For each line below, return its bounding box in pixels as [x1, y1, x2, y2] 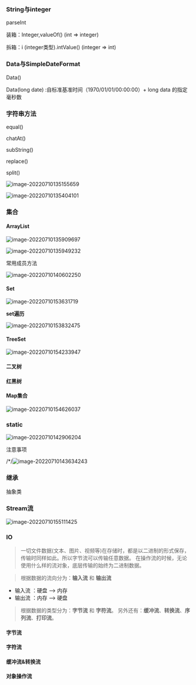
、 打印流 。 [31, 614, 57, 621]
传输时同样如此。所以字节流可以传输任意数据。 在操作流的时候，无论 [20, 554, 187, 562]
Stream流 [6, 504, 34, 513]
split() [6, 169, 21, 176]
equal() [6, 123, 24, 131]
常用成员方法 [6, 260, 37, 267]
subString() [6, 146, 34, 153]
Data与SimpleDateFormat [6, 60, 81, 68]
